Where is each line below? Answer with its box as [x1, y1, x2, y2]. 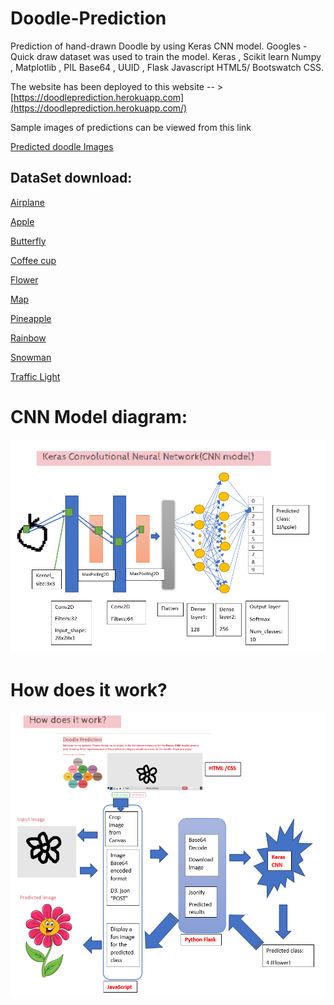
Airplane [10, 196, 45, 208]
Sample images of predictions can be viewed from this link [10, 121, 252, 133]
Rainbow [10, 332, 47, 344]
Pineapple [10, 312, 52, 324]
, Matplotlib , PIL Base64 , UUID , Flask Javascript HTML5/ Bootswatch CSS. [10, 61, 325, 73]
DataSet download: [10, 170, 133, 187]
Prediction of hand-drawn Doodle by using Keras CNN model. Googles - [10, 40, 308, 52]
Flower [10, 273, 39, 286]
